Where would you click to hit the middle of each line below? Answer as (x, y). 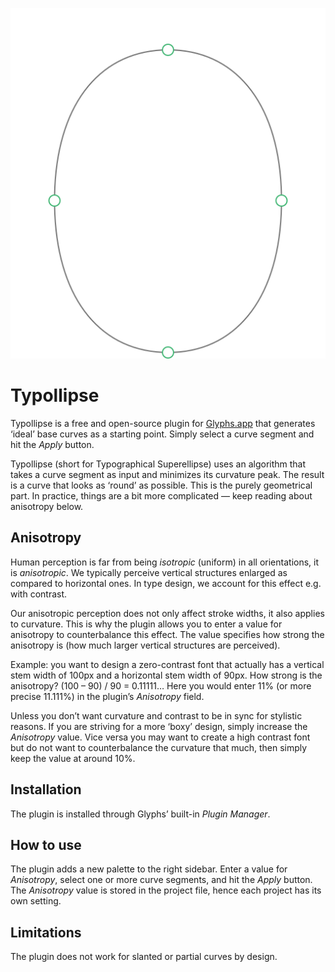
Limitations (46, 932)
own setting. (36, 901)
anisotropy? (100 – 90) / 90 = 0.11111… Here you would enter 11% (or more (161, 685)
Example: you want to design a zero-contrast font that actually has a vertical (167, 664)
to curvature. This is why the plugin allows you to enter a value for (146, 624)
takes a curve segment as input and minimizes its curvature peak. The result (167, 475)
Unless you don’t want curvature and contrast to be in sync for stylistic (156, 715)
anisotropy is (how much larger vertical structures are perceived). (145, 645)
